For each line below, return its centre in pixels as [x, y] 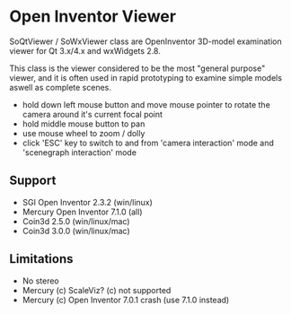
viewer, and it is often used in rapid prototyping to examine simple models [146, 77]
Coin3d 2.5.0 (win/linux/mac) [76, 221]
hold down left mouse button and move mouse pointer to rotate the [146, 104]
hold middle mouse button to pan [84, 124]
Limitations [41, 259]
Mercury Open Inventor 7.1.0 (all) [82, 212]
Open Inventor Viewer [93, 17]
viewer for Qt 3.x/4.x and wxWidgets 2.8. [85, 50]
